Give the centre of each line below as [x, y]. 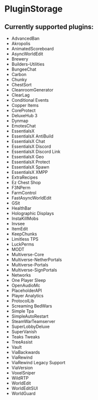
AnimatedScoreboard [32, 49]
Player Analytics [27, 296]
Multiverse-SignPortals [34, 270]
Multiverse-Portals [30, 265]
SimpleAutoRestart [30, 316]
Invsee [18, 223]
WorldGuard [23, 393]
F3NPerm [21, 188]
